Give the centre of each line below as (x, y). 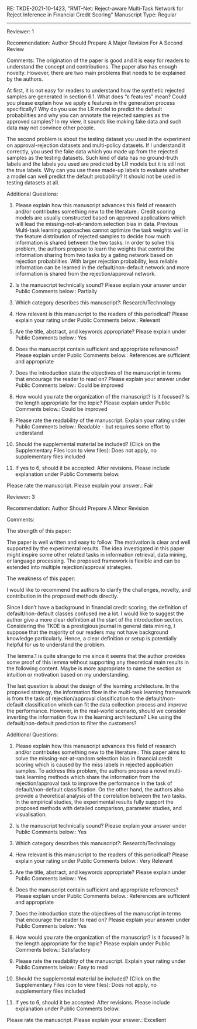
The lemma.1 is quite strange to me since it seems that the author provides (96, 656)
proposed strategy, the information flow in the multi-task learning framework (99, 692)
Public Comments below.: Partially (56, 291)
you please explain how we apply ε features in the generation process (91, 103)
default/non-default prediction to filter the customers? (72, 723)
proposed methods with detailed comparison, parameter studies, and (98, 808)
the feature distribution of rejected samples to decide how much (92, 236)
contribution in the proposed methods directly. (63, 596)
